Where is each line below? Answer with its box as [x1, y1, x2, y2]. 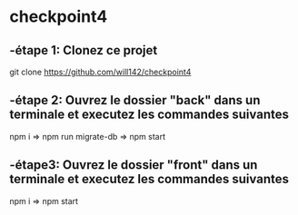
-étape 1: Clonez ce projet [9, 43, 158, 58]
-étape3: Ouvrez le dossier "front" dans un [9, 157, 258, 173]
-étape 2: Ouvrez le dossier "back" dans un [9, 93, 261, 108]
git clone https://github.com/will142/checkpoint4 [9, 66, 192, 77]
